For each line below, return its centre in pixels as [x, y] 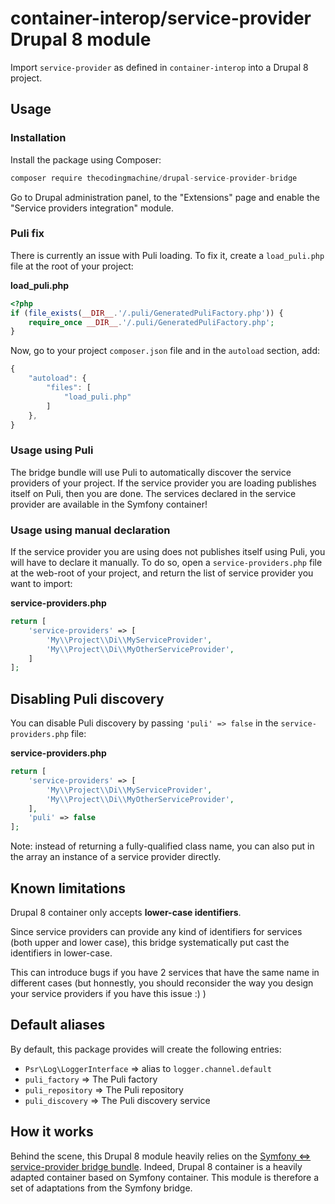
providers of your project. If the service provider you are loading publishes [163, 483]
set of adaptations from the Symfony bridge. [101, 1188]
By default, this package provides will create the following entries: [146, 1049]
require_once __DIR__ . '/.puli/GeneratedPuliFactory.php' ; [151, 322]
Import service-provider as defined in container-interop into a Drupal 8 [159, 67]
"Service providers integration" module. [92, 208]
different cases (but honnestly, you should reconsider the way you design [162, 983]
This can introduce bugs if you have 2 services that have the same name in [165, 973]
